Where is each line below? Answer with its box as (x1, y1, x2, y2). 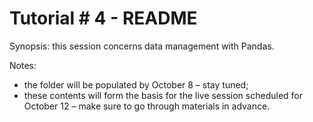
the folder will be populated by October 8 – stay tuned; (23, 78, 249, 91)
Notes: (9, 59, 37, 71)
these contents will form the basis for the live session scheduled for (23, 89, 303, 101)
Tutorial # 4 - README (9, 7, 198, 30)
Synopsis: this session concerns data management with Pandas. (9, 40, 275, 52)
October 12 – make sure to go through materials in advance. (23, 100, 271, 112)
